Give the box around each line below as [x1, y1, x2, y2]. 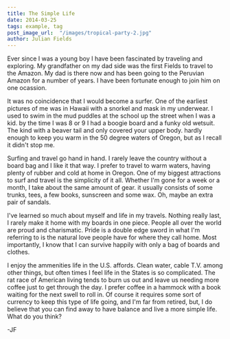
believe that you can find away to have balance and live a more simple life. [7, 305, 218, 314]
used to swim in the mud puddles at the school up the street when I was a [7, 111, 216, 120]
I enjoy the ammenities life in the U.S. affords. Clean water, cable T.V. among [7, 261, 223, 270]
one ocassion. [7, 84, 47, 92]
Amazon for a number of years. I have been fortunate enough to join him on [7, 76, 220, 85]
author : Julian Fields [7, 36, 72, 43]
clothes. [7, 248, 30, 256]
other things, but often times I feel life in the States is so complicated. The [7, 269, 216, 277]
